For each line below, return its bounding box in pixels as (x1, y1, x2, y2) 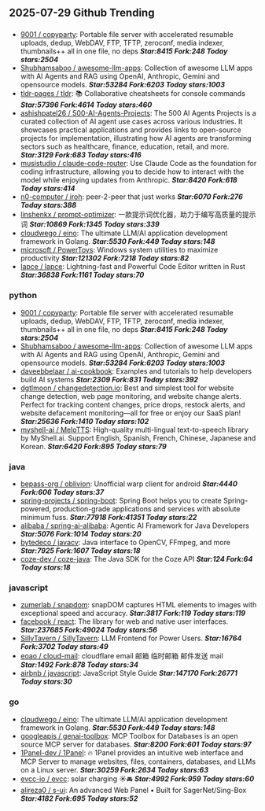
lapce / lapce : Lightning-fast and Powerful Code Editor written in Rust (20, 262, 246, 271)
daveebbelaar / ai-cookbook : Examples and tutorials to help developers (20, 366, 252, 376)
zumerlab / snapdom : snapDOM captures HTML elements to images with (20, 600, 257, 610)
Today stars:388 (20, 201, 77, 210)
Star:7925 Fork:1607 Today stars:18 (20, 546, 141, 555)
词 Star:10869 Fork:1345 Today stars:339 (20, 219, 160, 229)
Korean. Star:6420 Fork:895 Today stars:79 (20, 441, 167, 451)
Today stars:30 (20, 676, 73, 687)
